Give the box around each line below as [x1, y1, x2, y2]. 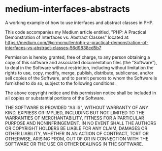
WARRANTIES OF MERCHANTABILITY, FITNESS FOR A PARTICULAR [5, 115, 144, 121]
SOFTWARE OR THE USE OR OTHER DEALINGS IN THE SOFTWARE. [5, 141, 143, 147]
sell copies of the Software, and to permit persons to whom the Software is [5, 75, 158, 81]
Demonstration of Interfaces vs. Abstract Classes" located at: [5, 34, 130, 40]
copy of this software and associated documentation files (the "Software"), [5, 59, 158, 65]
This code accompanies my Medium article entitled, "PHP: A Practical [5, 29, 147, 35]
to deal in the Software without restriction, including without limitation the [5, 65, 154, 71]
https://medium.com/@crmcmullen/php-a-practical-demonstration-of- [5, 39, 149, 45]
